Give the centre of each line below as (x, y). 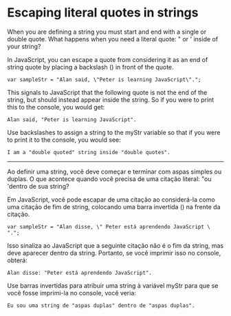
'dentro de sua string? (38, 186)
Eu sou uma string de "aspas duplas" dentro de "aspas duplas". (101, 305)
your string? (24, 46)
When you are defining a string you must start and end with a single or (107, 32)
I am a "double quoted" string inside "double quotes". (89, 152)
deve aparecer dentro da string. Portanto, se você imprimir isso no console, (114, 253)
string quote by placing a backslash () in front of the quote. (90, 67)
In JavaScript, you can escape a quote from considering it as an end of (108, 59)
